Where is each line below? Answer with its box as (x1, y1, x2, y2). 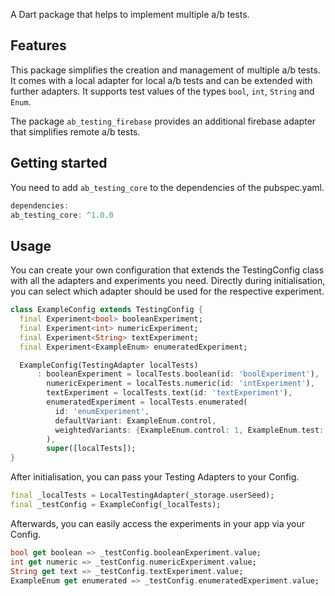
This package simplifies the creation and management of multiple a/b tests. (10, 64, 321, 76)
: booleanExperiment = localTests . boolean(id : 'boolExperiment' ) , (36, 369, 320, 379)
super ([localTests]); (46, 444, 137, 454)
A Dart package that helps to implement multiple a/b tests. (10, 9, 250, 20)
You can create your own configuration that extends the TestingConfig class (10, 264, 325, 276)
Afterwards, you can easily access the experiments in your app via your (10, 517, 306, 529)
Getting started (10, 155, 108, 172)
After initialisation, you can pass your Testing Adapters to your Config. (10, 471, 300, 483)
